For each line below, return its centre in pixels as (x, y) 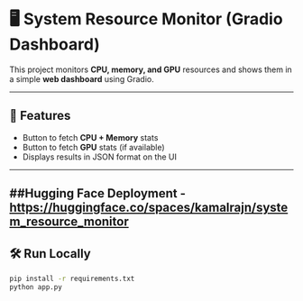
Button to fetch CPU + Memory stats (90, 137)
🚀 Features (40, 116)
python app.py (36, 287)
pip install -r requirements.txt (72, 278)
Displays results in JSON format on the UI (100, 157)
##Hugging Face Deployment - (98, 193)
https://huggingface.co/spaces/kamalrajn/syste (149, 208)
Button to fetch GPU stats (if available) (93, 147)
